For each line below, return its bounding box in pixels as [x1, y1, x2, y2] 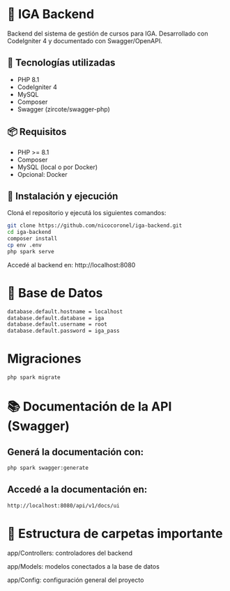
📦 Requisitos [7, 126, 67, 138]
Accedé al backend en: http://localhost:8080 [7, 260, 136, 269]
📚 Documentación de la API [7, 399, 172, 415]
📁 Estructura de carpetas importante [7, 526, 223, 542]
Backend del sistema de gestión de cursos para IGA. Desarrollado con [7, 29, 208, 38]
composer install [7, 235, 58, 242]
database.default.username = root [7, 321, 108, 328]
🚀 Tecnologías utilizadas [7, 57, 116, 69]
